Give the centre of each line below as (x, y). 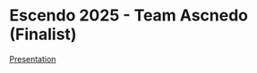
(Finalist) (43, 34)
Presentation (33, 59)
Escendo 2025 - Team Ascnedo (129, 16)
